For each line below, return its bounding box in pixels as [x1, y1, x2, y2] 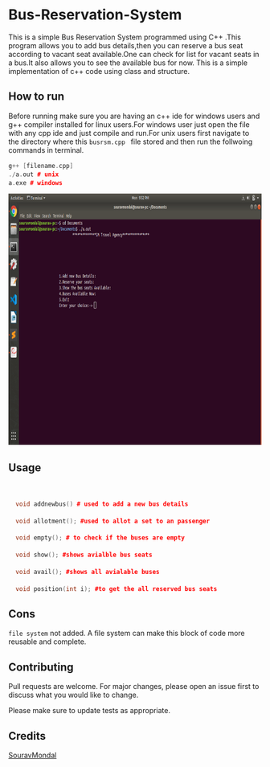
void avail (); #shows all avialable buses [15, 568, 160, 576]
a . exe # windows [8, 178, 63, 187]
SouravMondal [8, 750, 57, 760]
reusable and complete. [8, 637, 87, 646]
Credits [8, 729, 47, 743]
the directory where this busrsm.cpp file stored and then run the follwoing [8, 137, 253, 146]
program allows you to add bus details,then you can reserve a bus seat [8, 40, 243, 50]
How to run [8, 90, 65, 104]
